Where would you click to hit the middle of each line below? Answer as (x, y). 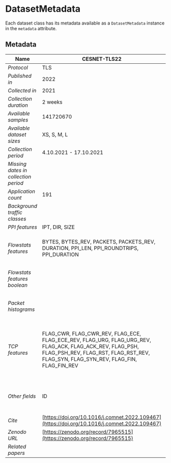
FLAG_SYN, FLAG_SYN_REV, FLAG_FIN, (90, 359)
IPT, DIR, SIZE (59, 227)
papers (17, 453)
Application (22, 191)
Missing (17, 164)
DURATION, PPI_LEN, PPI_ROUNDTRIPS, (90, 248)
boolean (18, 285)
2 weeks (52, 102)
